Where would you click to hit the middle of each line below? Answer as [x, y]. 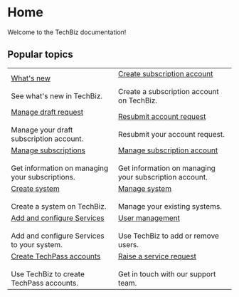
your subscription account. [163, 177]
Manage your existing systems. [170, 206]
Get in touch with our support [167, 273]
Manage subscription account [168, 150]
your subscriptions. [43, 177]
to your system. [37, 244]
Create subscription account [166, 73]
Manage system [145, 188]
